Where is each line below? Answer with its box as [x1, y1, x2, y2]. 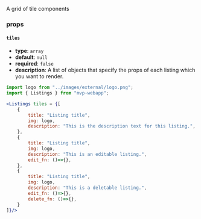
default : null [14, 54, 48, 61]
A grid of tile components [6, 5, 69, 12]
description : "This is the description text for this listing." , [28, 123, 196, 129]
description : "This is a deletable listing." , [28, 185, 147, 191]
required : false [14, 60, 54, 67]
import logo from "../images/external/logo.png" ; [6, 84, 134, 91]
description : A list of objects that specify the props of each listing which [14, 66, 196, 74]
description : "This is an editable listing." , [28, 151, 147, 157]
